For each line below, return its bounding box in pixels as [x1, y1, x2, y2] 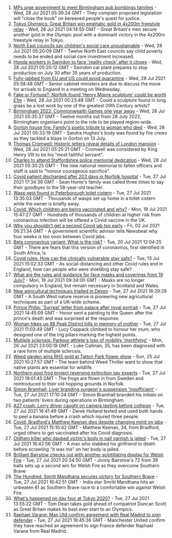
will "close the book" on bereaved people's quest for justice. [13, 15, 141, 21]
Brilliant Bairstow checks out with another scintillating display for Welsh [13, 452, 164, 457]
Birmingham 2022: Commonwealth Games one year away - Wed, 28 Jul [13, 108, 165, 114]
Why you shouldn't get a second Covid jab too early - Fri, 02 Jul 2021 [13, 223, 160, 228]
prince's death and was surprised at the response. [13, 315, 120, 321]
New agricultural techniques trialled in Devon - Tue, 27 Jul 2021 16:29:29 [13, 288, 167, 294]
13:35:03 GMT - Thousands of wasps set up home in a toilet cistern [13, 195, 156, 201]
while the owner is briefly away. [13, 201, 80, 207]
